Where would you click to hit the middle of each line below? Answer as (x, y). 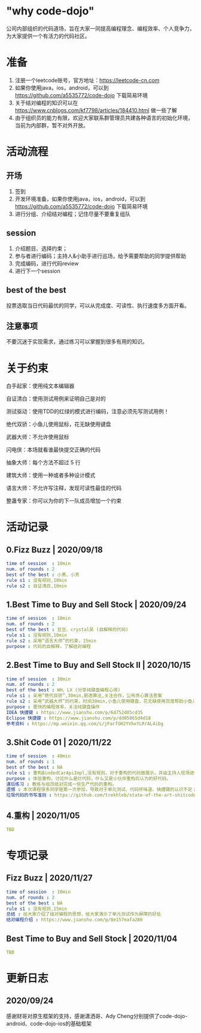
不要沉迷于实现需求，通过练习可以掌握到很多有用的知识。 (77, 342)
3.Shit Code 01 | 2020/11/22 (59, 742)
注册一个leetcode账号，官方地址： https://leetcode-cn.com (87, 80)
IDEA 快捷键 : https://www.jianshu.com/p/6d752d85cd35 (74, 712)
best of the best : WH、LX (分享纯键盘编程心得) (63, 690)
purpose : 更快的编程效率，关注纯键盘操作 (53, 707)
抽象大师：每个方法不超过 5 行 (43, 462)
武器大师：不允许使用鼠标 (38, 437)
